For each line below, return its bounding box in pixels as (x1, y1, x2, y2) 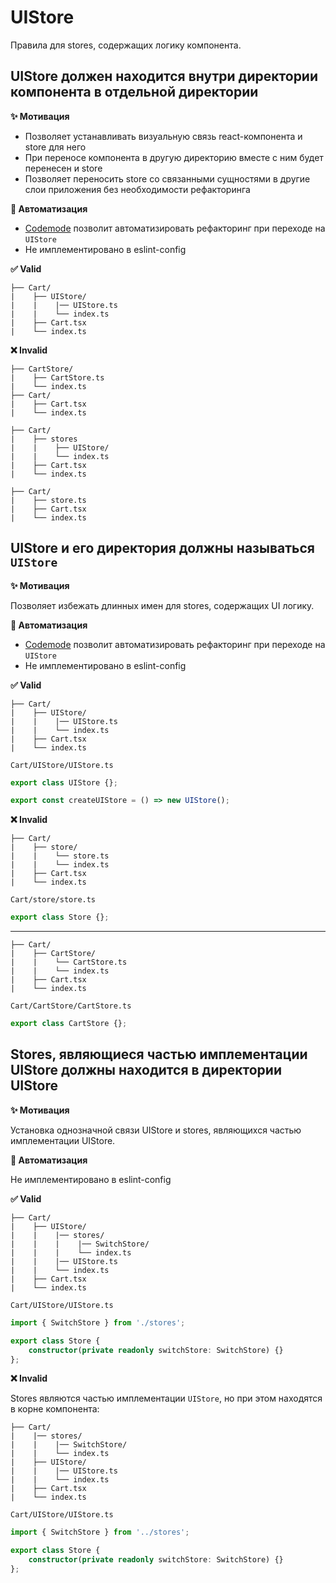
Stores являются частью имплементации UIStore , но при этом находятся (10, 1392, 323, 1405)
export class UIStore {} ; (10, 777, 118, 788)
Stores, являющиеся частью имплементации (10, 1046, 308, 1063)
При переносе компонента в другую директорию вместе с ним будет (24, 151, 324, 163)
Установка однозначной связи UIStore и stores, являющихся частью (10, 1124, 302, 1136)
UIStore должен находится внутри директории (10, 68, 319, 85)
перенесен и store (24, 162, 103, 174)
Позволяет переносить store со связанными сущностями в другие (24, 172, 311, 185)
